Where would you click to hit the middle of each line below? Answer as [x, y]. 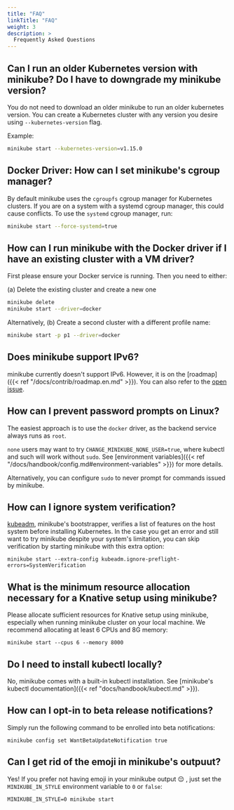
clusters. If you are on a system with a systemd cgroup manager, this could [116, 206]
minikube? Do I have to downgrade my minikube [114, 79]
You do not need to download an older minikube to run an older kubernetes [116, 107]
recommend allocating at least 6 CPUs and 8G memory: [88, 630]
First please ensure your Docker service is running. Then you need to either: [117, 276]
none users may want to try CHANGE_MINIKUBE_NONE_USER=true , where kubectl [116, 449]
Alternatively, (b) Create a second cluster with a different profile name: [109, 322]
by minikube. [26, 485]
